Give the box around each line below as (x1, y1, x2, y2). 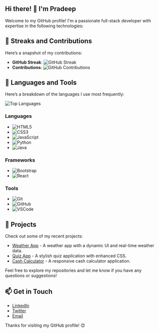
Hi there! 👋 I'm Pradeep (5, 5, 76, 13)
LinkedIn (12, 302, 30, 308)
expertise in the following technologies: (5, 23, 84, 29)
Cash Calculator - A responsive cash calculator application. (12, 258, 131, 264)
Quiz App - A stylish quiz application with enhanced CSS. (12, 253, 127, 259)
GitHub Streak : (12, 59, 43, 65)
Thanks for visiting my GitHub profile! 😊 (5, 322, 85, 328)
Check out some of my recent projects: (5, 233, 83, 239)
